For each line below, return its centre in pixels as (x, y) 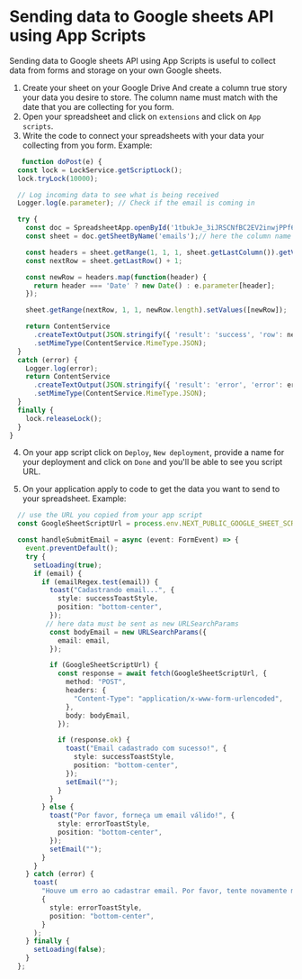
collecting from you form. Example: (87, 145)
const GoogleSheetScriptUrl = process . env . (100, 524)
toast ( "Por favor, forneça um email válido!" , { (142, 816)
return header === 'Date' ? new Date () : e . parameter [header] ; (154, 286)
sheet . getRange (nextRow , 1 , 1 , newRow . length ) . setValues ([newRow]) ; (156, 310)
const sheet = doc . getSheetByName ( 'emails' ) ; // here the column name (159, 236)
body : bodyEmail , (98, 715)
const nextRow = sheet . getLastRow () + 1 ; (104, 261)
